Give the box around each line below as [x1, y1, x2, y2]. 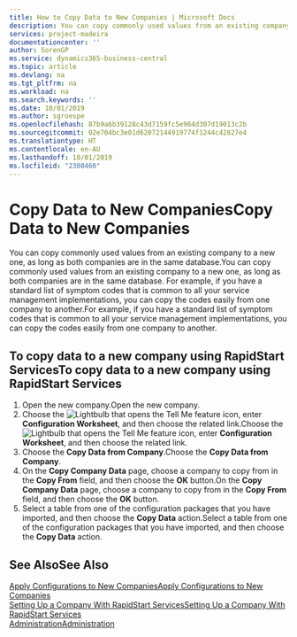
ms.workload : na [9, 87, 69, 96]
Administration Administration [9, 618, 115, 629]
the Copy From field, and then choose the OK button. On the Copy [21, 475, 263, 486]
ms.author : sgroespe [9, 112, 86, 120]
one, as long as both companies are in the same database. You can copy [9, 257, 271, 268]
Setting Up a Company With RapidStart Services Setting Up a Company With [9, 599, 286, 610]
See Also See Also [9, 557, 109, 572]
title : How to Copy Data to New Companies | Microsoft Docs [9, 12, 236, 22]
